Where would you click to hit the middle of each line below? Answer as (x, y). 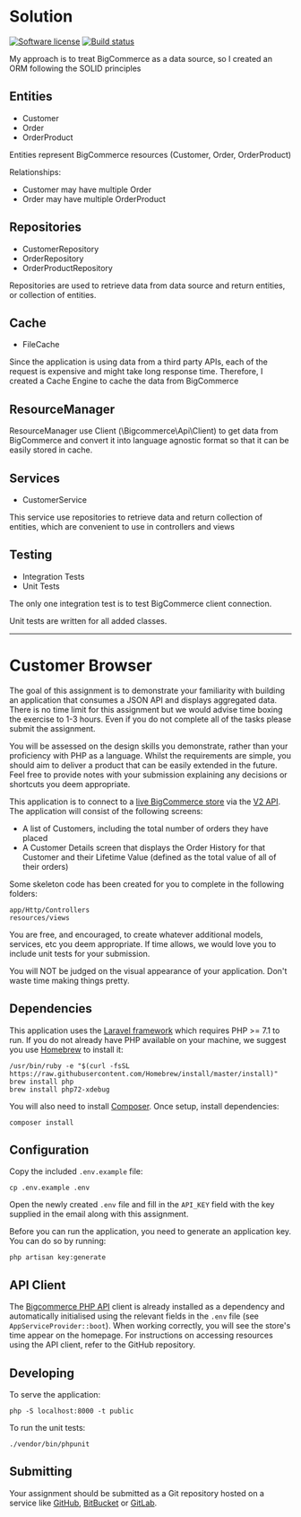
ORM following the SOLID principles (75, 68)
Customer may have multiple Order (87, 189)
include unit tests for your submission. (80, 953)
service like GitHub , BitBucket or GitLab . (83, 1503)
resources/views (39, 917)
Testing (31, 555)
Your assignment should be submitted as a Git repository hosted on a (137, 1493)
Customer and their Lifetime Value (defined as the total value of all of (149, 857)
